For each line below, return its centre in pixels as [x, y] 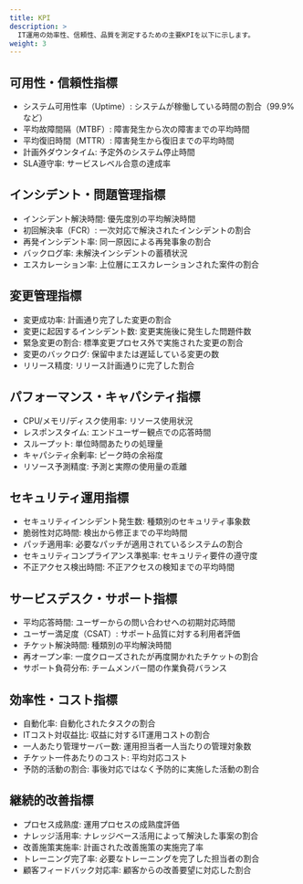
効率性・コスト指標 [63, 700]
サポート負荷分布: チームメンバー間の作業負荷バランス [125, 668]
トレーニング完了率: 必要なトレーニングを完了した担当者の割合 [141, 858]
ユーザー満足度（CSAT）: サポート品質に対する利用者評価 [131, 634]
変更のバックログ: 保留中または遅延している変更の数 [121, 353]
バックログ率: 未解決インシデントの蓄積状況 [105, 253]
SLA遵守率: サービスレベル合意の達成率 [97, 163]
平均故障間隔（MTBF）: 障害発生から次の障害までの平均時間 [136, 130]
